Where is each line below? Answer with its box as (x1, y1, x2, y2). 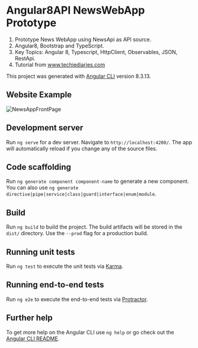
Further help (6, 313, 53, 323)
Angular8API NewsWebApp (6, 4, 145, 17)
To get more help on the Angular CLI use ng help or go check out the (6, 328, 174, 336)
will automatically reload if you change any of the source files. (6, 145, 158, 152)
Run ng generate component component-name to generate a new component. (6, 178, 190, 185)
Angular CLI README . (6, 335, 60, 342)
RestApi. (14, 55, 36, 62)
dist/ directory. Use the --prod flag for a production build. (6, 230, 148, 237)
